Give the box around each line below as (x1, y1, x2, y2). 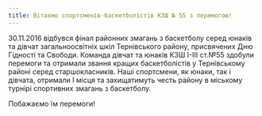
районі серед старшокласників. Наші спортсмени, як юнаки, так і (8, 66, 232, 76)
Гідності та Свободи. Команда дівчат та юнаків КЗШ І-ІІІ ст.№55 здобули (8, 50, 254, 59)
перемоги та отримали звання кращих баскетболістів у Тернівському (8, 58, 245, 68)
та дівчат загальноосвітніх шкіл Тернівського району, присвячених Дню (8, 41, 253, 51)
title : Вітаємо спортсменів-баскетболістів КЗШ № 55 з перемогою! (8, 11, 233, 20)
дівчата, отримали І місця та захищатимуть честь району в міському (8, 75, 243, 84)
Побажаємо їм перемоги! (8, 99, 95, 108)
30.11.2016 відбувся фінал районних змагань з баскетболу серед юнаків (8, 33, 252, 43)
